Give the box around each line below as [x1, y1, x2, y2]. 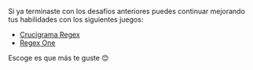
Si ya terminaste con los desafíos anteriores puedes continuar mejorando [8, 7, 246, 16]
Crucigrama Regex [19, 30, 80, 39]
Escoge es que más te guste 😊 [8, 54, 109, 62]
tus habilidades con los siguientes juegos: [8, 15, 144, 24]
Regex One [19, 38, 56, 47]
